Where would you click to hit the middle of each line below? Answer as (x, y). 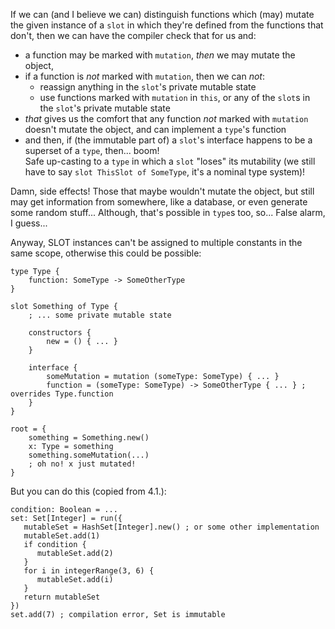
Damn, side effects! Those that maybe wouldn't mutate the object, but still (162, 191)
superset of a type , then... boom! (92, 150)
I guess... (29, 223)
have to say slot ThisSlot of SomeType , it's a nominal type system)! (165, 172)
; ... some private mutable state (100, 315)
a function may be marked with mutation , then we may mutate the (160, 55)
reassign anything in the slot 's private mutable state (148, 87)
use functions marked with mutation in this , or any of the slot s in (175, 97)
